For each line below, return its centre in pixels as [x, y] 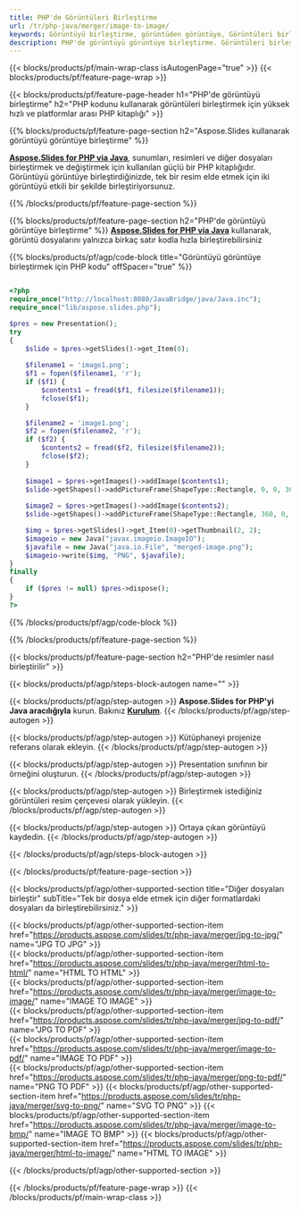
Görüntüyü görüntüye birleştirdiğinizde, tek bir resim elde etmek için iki [140, 177]
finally [24, 572]
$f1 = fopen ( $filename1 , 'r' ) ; [83, 374]
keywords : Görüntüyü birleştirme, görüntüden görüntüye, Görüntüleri [142, 34]
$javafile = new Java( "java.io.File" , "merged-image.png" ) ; [139, 547]
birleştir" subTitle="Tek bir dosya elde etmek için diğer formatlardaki [135, 898]
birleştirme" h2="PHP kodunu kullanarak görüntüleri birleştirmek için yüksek [150, 105]
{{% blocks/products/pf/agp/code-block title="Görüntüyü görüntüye [135, 257]
